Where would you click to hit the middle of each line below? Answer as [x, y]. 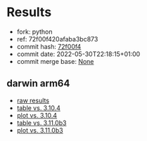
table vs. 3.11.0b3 [41, 123]
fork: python [35, 32]
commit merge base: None [55, 61]
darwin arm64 [38, 84]
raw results [33, 100]
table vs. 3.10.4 [39, 108]
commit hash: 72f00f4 [49, 46]
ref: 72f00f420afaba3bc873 [57, 39]
